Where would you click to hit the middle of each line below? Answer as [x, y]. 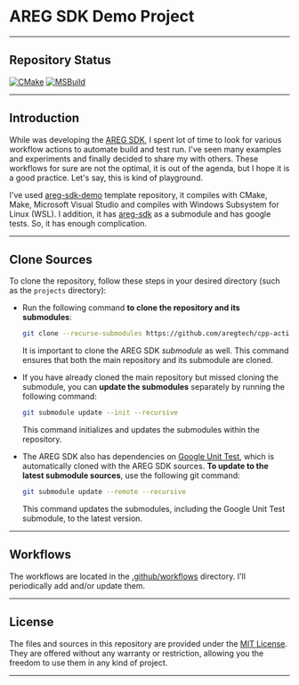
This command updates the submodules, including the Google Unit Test [154, 509]
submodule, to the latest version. [82, 518]
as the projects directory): [58, 291]
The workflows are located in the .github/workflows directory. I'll [128, 576]
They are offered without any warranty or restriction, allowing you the [137, 653]
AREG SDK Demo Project [102, 17]
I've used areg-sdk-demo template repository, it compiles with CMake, [138, 194]
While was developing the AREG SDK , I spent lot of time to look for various [145, 139]
